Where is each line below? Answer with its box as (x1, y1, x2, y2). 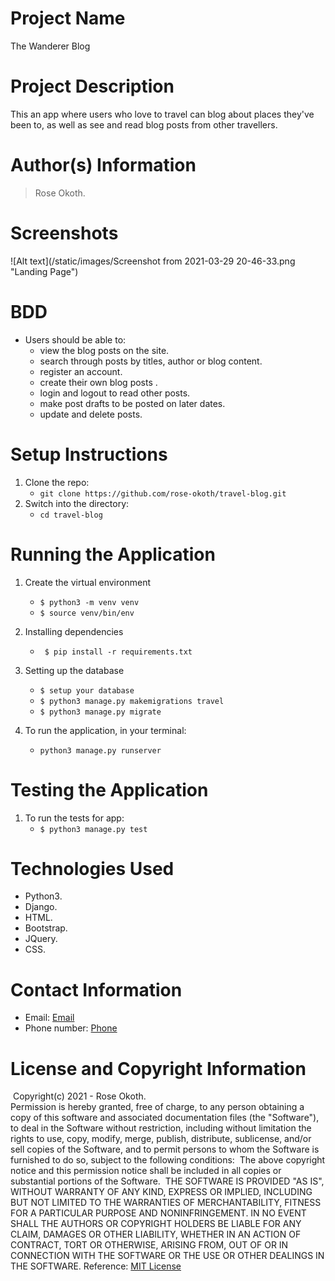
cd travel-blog (39, 510, 103, 520)
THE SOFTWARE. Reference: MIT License (10, 1260, 182, 1272)
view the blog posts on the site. (39, 344, 170, 356)
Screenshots (10, 222, 119, 244)
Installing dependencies (24, 625, 124, 637)
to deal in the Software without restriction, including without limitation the (10, 1122, 312, 1134)
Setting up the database (24, 664, 125, 676)
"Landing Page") (10, 265, 79, 277)
